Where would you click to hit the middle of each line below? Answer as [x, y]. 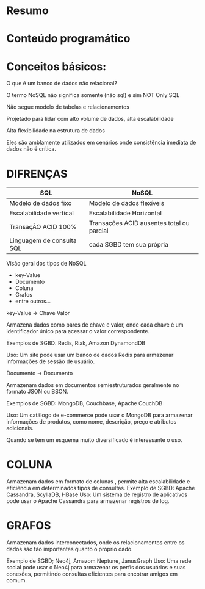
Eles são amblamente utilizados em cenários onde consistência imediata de [101, 143]
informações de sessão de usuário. [51, 361]
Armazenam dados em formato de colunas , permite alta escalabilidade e [98, 482]
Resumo [27, 11]
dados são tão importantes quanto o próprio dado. [70, 549]
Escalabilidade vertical [42, 213]
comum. [17, 580]
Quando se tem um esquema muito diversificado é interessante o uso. [94, 440]
